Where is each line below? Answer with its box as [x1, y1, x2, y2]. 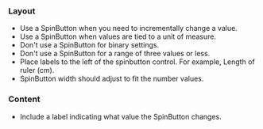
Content [8, 93, 41, 104]
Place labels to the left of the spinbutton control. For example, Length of [19, 57, 256, 66]
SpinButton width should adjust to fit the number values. [19, 74, 204, 84]
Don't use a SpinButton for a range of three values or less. [19, 49, 211, 59]
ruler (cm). [19, 66, 55, 75]
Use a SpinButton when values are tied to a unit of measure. [19, 32, 217, 41]
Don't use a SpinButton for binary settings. [19, 40, 160, 50]
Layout [8, 6, 36, 17]
